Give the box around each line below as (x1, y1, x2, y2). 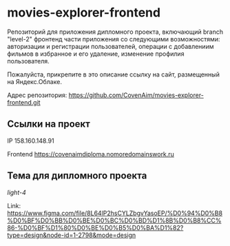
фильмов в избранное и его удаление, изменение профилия (7, 50, 185, 58)
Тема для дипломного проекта (7, 170, 147, 182)
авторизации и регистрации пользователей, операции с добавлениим (7, 42, 214, 50)
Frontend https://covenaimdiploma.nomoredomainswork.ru (7, 150, 174, 158)
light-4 (7, 188, 26, 196)
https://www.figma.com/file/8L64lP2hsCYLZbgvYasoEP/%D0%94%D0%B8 (7, 209, 222, 217)
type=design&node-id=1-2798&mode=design (7, 231, 136, 239)
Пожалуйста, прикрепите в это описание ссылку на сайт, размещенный (7, 70, 220, 79)
